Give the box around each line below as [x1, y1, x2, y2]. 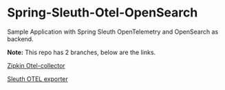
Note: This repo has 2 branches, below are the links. [7, 48, 156, 56]
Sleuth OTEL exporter [7, 74, 69, 83]
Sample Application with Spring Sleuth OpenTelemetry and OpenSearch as [7, 27, 219, 36]
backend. [7, 34, 34, 43]
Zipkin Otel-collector [7, 61, 65, 69]
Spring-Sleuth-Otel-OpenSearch [7, 5, 198, 21]
